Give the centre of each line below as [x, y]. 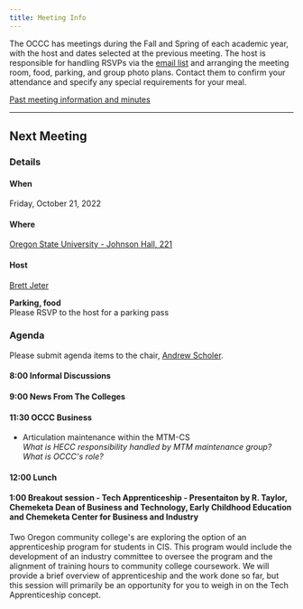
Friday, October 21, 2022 [55, 203]
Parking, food [35, 303]
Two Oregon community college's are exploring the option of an [128, 538]
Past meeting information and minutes [80, 99]
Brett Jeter [29, 285]
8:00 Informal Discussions [60, 376]
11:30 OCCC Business [51, 417]
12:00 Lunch [33, 477]
